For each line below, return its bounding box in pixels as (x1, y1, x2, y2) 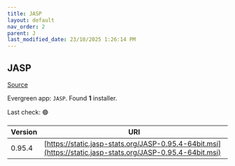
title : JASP (7, 10, 42, 17)
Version (10, 127, 38, 137)
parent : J (7, 29, 36, 37)
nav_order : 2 (7, 23, 45, 30)
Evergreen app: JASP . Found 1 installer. (7, 93, 117, 102)
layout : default (7, 17, 55, 24)
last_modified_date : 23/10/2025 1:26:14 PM (7, 36, 136, 43)
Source (7, 80, 28, 89)
